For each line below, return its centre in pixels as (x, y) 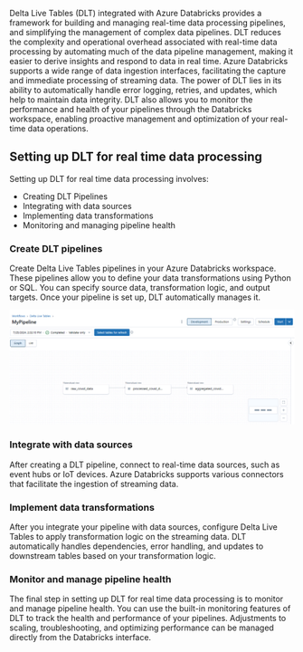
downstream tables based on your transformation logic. (113, 555)
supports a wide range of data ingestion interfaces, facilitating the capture (148, 71)
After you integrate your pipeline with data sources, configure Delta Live (143, 527)
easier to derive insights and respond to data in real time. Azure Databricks (149, 61)
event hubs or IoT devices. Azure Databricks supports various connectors (147, 474)
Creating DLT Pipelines (65, 196)
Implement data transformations (82, 507)
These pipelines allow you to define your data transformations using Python (150, 278)
